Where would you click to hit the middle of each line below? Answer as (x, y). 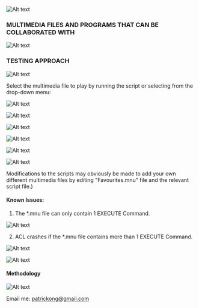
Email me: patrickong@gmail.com (47, 298)
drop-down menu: (29, 92)
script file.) (20, 186)
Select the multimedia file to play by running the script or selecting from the (100, 86)
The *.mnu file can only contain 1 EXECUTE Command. (82, 213)
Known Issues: (25, 200)
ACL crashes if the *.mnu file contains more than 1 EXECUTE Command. (104, 237)
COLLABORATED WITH (41, 32)
